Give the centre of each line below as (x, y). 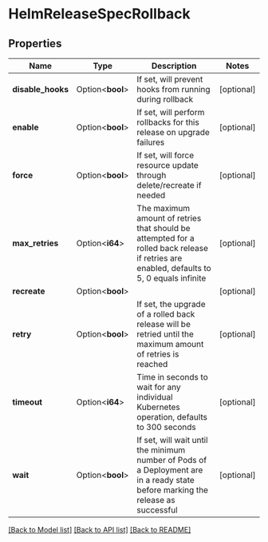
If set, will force (165, 155)
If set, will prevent (170, 79)
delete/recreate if (169, 185)
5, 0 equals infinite (171, 278)
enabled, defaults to (174, 268)
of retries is (158, 354)
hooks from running (173, 89)
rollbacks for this (168, 122)
